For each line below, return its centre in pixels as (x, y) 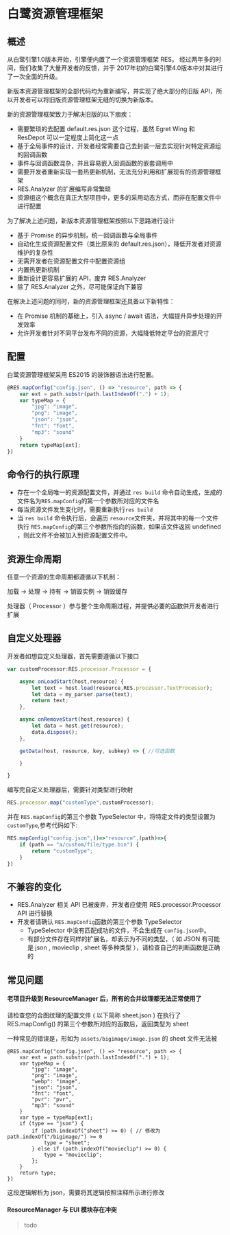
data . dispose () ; (55, 732)
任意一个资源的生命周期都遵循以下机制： (64, 577)
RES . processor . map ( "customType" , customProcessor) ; (81, 803)
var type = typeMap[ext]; (56, 1117)
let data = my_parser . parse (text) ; (82, 694)
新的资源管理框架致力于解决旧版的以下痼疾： (70, 114)
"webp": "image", (56, 1081)
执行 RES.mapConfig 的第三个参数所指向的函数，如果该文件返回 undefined (119, 527)
